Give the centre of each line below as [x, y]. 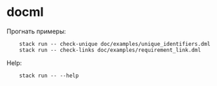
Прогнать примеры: [36, 31]
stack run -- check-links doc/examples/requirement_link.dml [110, 50]
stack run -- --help [49, 76]
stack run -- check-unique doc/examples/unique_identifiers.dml [115, 44]
